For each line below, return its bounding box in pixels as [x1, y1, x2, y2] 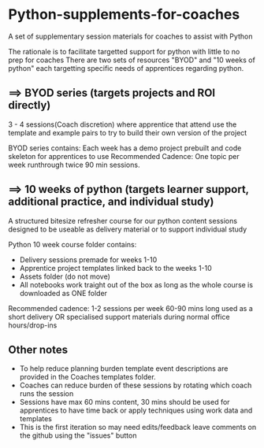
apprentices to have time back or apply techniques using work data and [19, 405, 253, 415]
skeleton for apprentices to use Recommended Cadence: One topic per [8, 151, 240, 161]
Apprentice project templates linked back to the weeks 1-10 [19, 263, 213, 272]
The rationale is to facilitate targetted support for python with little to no [8, 46, 240, 56]
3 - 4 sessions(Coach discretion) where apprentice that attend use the [8, 120, 237, 129]
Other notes [8, 342, 69, 356]
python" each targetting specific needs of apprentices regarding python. [8, 63, 244, 72]
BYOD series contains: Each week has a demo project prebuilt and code [8, 143, 242, 153]
